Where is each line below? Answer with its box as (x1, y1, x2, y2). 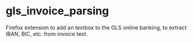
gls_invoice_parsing (5, 4, 109, 18)
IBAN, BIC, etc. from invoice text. (5, 30, 88, 37)
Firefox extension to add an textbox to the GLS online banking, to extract (5, 24, 187, 31)
